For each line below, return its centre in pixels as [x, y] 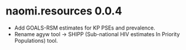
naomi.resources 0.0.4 [64, 11]
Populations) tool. [36, 40]
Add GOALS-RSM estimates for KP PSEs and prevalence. [85, 28]
